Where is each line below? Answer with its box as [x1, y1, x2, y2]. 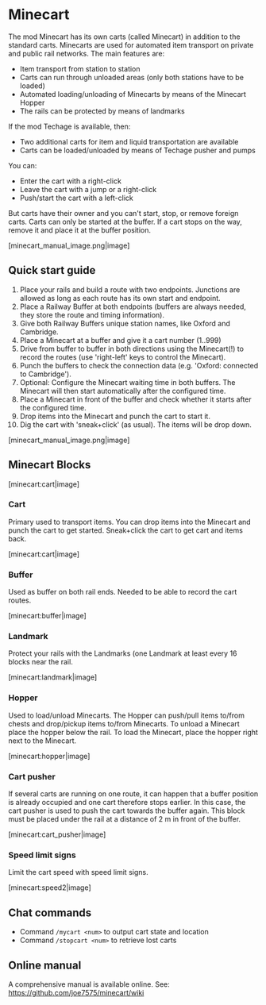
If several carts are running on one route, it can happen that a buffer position [8, 789, 259, 799]
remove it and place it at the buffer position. [8, 225, 152, 235]
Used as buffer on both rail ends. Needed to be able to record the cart [8, 587, 237, 597]
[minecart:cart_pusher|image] [8, 830, 106, 839]
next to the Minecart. [8, 736, 77, 745]
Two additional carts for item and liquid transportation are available [19, 137, 239, 146]
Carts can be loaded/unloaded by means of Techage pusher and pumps [19, 145, 256, 155]
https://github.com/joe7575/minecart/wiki [8, 988, 145, 997]
